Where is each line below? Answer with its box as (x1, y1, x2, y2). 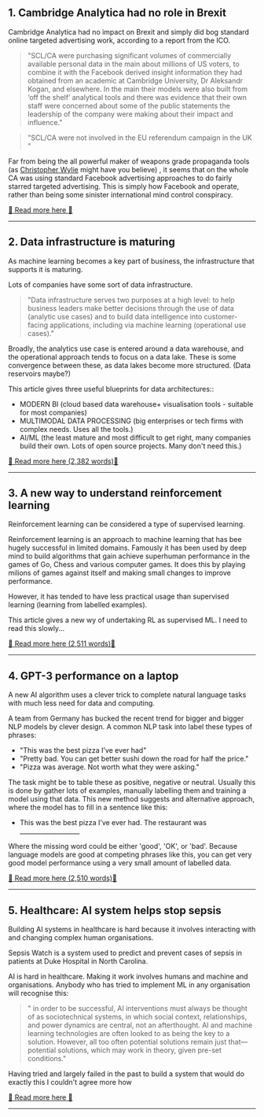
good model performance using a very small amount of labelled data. (8, 858, 232, 868)
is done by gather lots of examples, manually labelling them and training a (8, 786, 247, 795)
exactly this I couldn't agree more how (8, 1078, 132, 1087)
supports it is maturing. (8, 264, 83, 274)
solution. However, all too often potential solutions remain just (27, 1038, 227, 1047)
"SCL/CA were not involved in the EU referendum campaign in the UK (27, 133, 253, 142)
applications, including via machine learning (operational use (49, 320, 247, 330)
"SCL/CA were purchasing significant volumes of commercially (27, 50, 232, 60)
